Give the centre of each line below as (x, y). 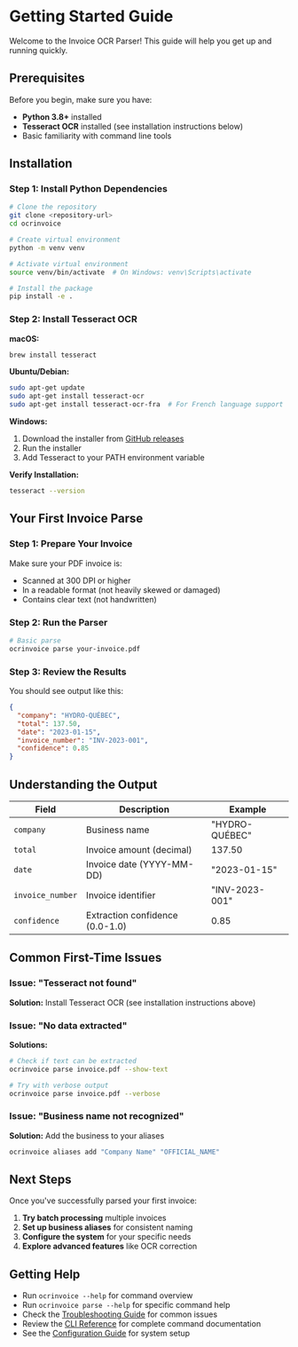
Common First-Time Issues (86, 958)
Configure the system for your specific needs (106, 1237)
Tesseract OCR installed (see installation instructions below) (133, 126)
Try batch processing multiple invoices (94, 1218)
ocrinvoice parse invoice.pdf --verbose (85, 1093)
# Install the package (51, 288)
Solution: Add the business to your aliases (87, 1135)
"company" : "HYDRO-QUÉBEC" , (69, 715)
